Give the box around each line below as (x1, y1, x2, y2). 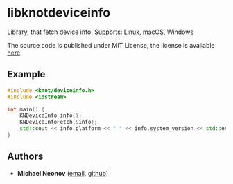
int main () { (7, 106, 45, 113)
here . (7, 48, 22, 57)
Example (7, 68, 46, 80)
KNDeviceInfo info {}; (19, 112, 82, 119)
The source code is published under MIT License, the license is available (7, 41, 215, 49)
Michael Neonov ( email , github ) (17, 169, 109, 177)
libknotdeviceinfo (7, 5, 111, 21)
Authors (7, 151, 44, 163)
